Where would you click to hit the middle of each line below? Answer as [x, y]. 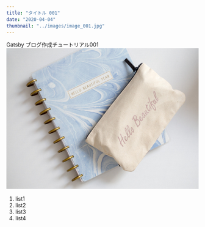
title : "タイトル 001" [33, 13]
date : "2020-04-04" [31, 19]
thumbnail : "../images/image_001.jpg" [56, 26]
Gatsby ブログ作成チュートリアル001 [52, 45]
